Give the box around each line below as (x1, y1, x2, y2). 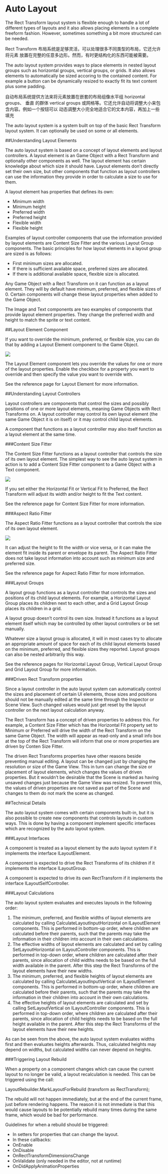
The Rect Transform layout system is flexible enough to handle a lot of (5, 20, 150, 26)
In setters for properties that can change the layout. (12, 1131, 119, 1137)
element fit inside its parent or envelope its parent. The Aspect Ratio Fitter (5, 550, 157, 556)
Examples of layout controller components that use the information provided (5, 235, 162, 241)
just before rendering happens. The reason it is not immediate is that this (5, 1101, 155, 1107)
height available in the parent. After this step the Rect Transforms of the (12, 1021, 160, 1027)
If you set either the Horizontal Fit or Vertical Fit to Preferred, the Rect (5, 486, 148, 492)
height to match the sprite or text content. (5, 317, 91, 323)
